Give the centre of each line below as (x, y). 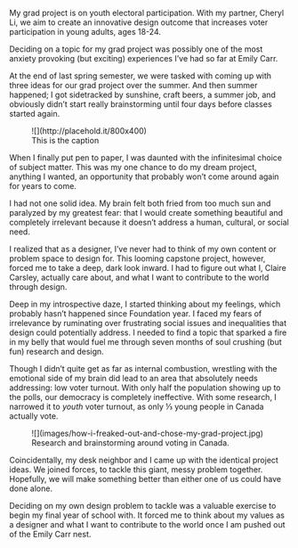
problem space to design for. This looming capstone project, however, (137, 258)
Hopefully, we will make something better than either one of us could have (145, 479)
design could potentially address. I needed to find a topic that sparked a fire (148, 332)
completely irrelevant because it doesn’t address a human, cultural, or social (149, 222)
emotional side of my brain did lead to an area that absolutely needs (133, 378)
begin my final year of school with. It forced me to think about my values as (147, 515)
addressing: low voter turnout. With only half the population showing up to (145, 388)
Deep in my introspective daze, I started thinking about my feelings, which (145, 304)
